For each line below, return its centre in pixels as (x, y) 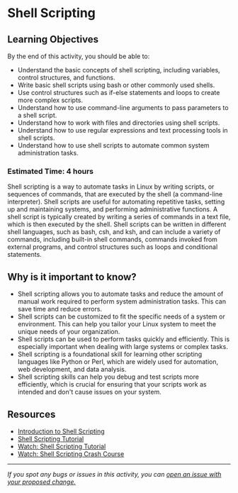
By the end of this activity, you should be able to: (79, 56)
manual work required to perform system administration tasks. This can (122, 301)
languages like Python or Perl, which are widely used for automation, (118, 362)
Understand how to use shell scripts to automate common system (114, 145)
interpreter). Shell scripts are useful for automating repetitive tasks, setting (116, 202)
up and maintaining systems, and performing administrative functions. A (113, 209)
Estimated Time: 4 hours (51, 171)
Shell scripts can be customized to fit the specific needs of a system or (121, 316)
